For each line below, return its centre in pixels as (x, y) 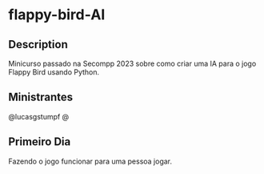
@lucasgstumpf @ (39, 116)
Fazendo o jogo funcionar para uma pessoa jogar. (90, 161)
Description (38, 45)
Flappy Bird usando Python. (54, 72)
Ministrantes (41, 97)
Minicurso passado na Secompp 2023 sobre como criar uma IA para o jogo (132, 63)
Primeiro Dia (40, 142)
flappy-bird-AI (57, 15)
